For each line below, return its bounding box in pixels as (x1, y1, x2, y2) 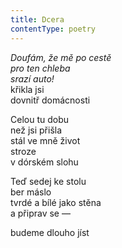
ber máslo (10, 186, 52, 198)
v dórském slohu (10, 156, 79, 168)
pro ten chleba (10, 62, 71, 74)
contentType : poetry (10, 24, 97, 34)
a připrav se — (10, 207, 71, 219)
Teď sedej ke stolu (10, 175, 87, 187)
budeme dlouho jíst (10, 226, 90, 238)
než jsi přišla (10, 124, 63, 136)
